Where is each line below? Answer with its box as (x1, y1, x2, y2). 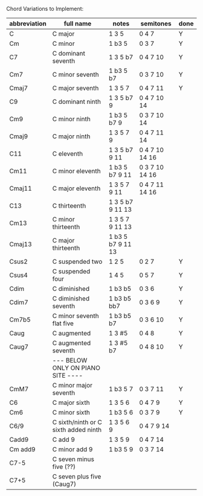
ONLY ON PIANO (52, 364, 101, 372)
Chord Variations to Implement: (6, 5, 84, 12)
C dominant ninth (52, 98, 101, 106)
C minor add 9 (52, 445, 93, 453)
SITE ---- (52, 371, 83, 380)
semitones (140, 19, 172, 28)
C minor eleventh (52, 167, 101, 175)
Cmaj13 (9, 240, 32, 248)
